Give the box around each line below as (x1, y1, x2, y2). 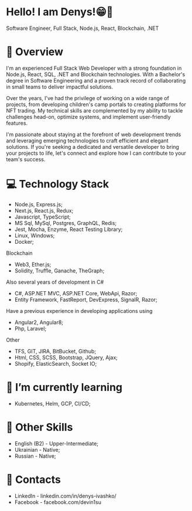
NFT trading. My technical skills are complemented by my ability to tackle (6, 107, 183, 114)
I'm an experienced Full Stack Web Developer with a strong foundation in (6, 64, 182, 71)
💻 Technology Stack (6, 178, 109, 191)
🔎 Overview (6, 45, 63, 59)
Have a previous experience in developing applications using (6, 307, 153, 314)
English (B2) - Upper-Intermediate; (14, 440, 98, 447)
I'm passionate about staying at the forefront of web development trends (6, 131, 181, 138)
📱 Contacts (6, 473, 61, 486)
